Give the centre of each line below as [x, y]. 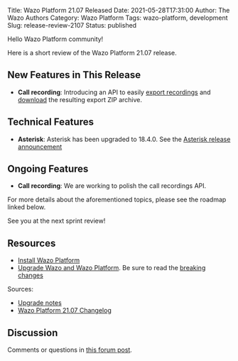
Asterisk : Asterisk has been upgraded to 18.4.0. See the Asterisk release [124, 139]
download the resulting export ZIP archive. [80, 99]
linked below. [27, 207]
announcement [40, 146]
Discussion [33, 333]
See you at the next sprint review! [56, 221]
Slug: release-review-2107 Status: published [72, 25]
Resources [32, 243]
